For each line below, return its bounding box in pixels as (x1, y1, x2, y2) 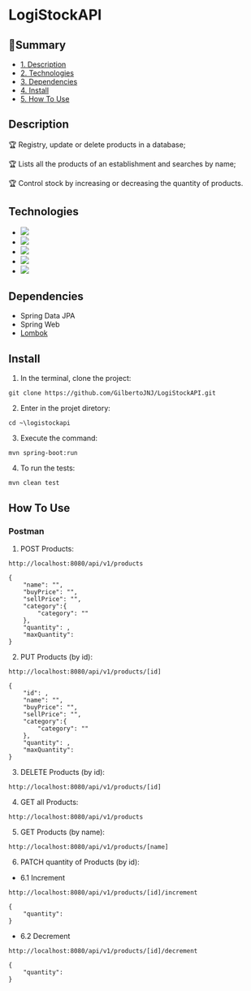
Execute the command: (19, 433, 98, 444)
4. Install (19, 85, 50, 95)
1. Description (19, 59, 67, 69)
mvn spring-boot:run (8, 449, 79, 457)
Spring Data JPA (19, 311, 76, 321)
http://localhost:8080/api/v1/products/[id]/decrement (8, 946, 198, 955)
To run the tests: (19, 463, 76, 473)
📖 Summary (8, 38, 67, 52)
